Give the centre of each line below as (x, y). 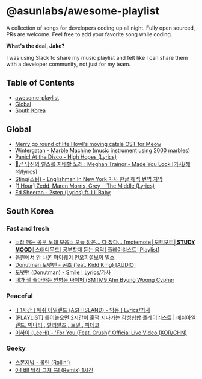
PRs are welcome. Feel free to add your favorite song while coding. (89, 34)
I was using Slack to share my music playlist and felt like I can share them (97, 57)
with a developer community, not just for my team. (69, 64)
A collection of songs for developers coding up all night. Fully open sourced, (101, 28)
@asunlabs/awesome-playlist (83, 11)
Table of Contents (41, 83)
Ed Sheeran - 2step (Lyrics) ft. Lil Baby (63, 192)
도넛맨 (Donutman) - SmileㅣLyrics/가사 (63, 272)
